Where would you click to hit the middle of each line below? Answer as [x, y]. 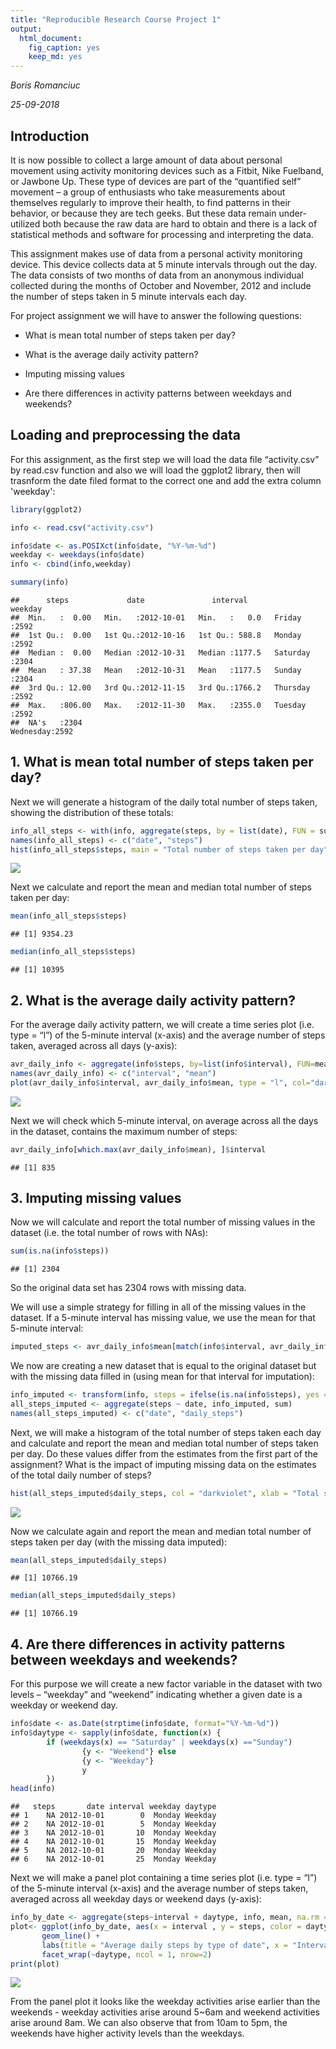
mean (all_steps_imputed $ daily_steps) [89, 1560]
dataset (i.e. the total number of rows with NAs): [109, 1233]
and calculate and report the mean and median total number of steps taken [164, 1443]
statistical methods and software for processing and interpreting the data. [162, 234]
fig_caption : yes [64, 47]
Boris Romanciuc [45, 85]
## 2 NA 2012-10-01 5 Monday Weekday [113, 1824]
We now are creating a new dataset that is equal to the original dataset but [163, 1366]
